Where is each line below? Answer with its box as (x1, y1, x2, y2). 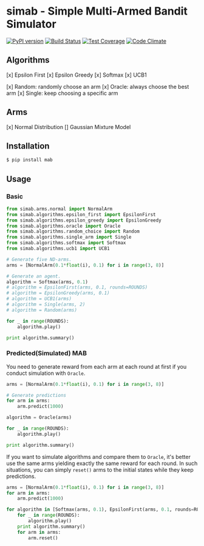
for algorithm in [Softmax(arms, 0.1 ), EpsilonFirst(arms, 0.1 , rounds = (6, 506, 194, 513)
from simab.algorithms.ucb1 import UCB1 (6, 245, 110, 252)
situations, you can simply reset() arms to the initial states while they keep (6, 466, 194, 473)
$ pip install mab (6, 157, 53, 163)
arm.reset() (28, 534, 59, 541)
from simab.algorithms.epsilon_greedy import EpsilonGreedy (6, 217, 162, 223)
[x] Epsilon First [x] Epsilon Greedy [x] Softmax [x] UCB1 (6, 71, 147, 79)
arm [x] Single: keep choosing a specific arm (6, 89, 118, 97)
